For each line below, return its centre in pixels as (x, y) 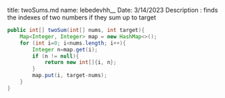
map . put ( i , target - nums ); (70, 76)
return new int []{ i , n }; (80, 63)
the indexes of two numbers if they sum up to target (82, 17)
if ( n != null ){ (56, 56)
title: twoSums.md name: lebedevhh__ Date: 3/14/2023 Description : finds (113, 10)
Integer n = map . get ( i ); (65, 49)
